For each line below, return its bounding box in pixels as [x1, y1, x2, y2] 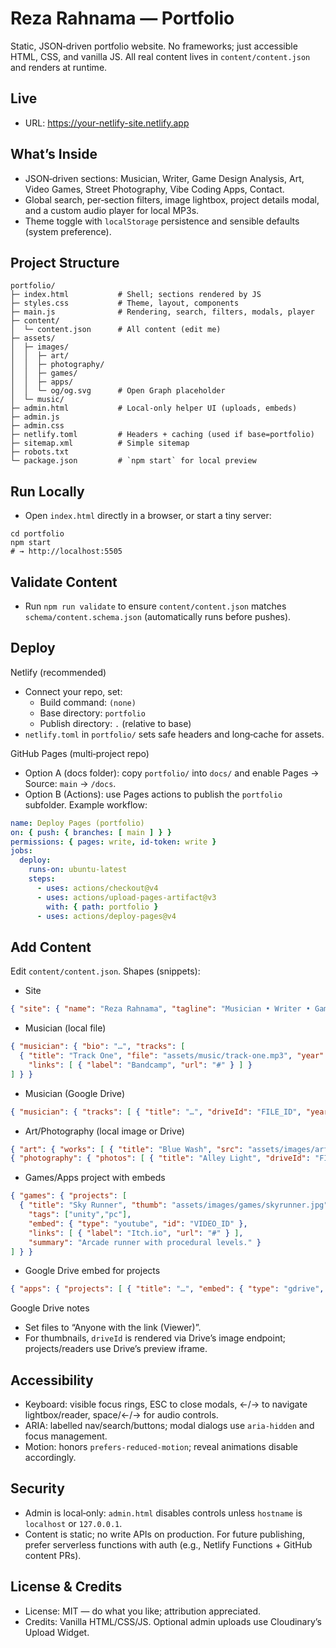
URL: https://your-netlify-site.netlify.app [24, 117, 190, 129]
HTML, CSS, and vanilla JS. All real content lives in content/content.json [10, 50, 311, 62]
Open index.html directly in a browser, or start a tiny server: [24, 510, 272, 522]
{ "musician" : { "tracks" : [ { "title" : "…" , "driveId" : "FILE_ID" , [10, 1107, 302, 1117]
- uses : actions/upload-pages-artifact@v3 [36, 892, 217, 902]
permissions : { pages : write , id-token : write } [10, 837, 217, 847]
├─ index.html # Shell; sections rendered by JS [10, 290, 262, 300]
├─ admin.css [10, 421, 65, 431]
